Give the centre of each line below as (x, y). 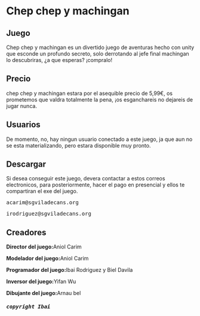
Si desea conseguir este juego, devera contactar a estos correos (86, 179)
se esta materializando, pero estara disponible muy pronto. (79, 145)
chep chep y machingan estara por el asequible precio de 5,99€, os (90, 93)
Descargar (26, 165)
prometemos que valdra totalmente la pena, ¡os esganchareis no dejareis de (99, 99)
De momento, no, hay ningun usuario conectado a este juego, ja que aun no (99, 139)
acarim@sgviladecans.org (42, 203)
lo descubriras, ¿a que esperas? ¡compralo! (59, 60)
